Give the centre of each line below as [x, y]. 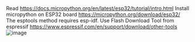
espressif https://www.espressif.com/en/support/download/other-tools [92, 26]
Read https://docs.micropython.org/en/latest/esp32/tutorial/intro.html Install [97, 8]
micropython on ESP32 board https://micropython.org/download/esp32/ [93, 14]
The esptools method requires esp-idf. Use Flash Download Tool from [90, 20]
